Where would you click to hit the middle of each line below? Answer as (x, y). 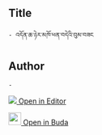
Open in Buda (46, 122)
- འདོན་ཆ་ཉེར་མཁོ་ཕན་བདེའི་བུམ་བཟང (51, 35)
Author (26, 67)
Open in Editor (42, 101)
